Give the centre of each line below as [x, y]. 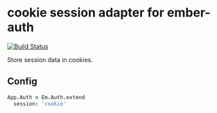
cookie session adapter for [86, 13]
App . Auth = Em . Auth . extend [46, 97]
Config [22, 82]
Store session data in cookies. [50, 59]
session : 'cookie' [40, 104]
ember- [189, 13]
